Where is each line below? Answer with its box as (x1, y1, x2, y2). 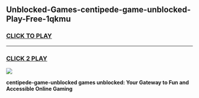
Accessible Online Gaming (6, 85, 73, 92)
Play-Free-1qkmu (6, 14, 71, 24)
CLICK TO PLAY (6, 32, 52, 40)
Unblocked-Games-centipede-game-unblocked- (6, 5, 191, 15)
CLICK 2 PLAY (6, 54, 47, 62)
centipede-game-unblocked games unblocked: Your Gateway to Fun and (6, 78, 190, 86)
